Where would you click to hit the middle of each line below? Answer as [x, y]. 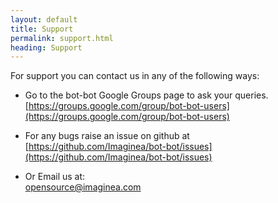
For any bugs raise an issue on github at [107, 136]
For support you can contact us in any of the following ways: [135, 76]
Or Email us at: [55, 177]
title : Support [42, 29]
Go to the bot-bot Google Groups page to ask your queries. [146, 95]
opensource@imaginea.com [83, 187]
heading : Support [46, 47]
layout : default [44, 19]
